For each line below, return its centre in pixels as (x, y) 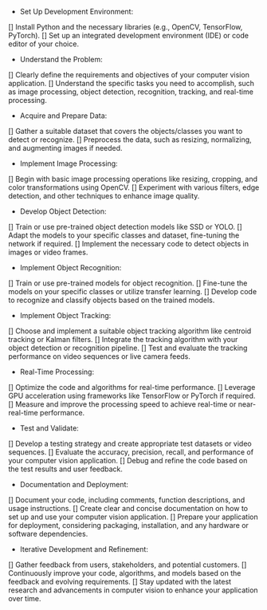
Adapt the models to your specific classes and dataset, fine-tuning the (124, 235)
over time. (25, 598)
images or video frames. (48, 252)
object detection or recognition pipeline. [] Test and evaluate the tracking (128, 348)
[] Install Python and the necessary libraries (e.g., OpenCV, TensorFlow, (126, 27)
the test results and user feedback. (66, 469)
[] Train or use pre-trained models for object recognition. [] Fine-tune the (128, 283)
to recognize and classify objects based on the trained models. (112, 300)
